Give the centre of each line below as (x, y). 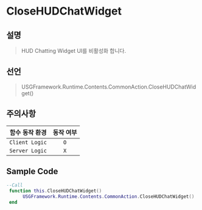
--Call (15, 185)
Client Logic (28, 142)
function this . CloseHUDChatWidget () (55, 191)
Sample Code (32, 171)
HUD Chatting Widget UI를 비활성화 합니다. (74, 51)
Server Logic (28, 151)
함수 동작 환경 (28, 132)
